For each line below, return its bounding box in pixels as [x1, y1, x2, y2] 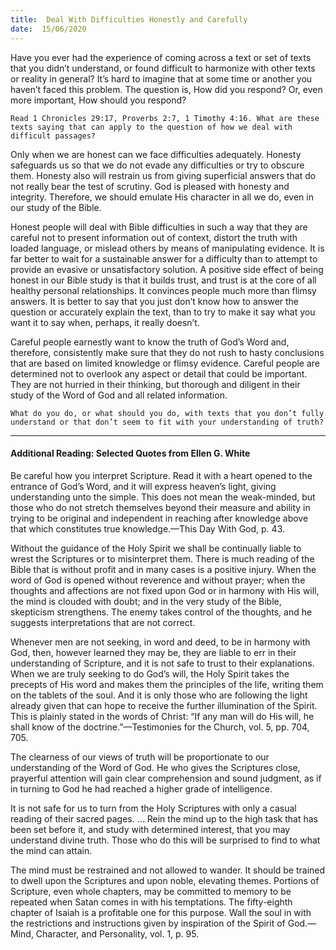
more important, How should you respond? [10, 94, 187, 106]
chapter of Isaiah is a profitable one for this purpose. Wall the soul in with [10, 906, 312, 918]
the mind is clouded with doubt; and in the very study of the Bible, [10, 595, 282, 607]
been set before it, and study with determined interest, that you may [10, 823, 291, 835]
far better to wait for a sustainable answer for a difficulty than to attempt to [10, 252, 318, 265]
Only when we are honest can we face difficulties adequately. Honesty [10, 148, 302, 160]
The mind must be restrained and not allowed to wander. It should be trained [10, 864, 326, 876]
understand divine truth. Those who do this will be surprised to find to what [10, 834, 321, 846]
